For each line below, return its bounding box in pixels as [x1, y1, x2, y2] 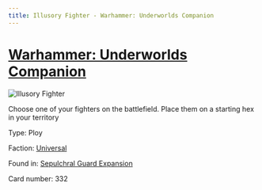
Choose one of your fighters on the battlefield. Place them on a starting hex [8, 104, 255, 113]
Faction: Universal [8, 143, 67, 153]
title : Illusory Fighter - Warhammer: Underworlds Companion [8, 11, 215, 20]
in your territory [8, 112, 59, 122]
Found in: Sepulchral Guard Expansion [8, 158, 133, 168]
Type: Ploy [8, 127, 44, 137]
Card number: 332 [8, 173, 69, 183]
